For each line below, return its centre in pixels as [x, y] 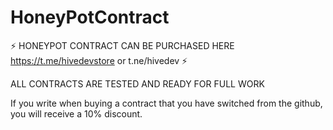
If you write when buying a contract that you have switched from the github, [166, 103]
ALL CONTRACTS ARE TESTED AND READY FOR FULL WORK [137, 83]
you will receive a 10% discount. [76, 113]
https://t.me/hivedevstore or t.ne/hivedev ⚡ [99, 60]
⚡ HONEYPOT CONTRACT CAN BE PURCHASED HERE [122, 45]
